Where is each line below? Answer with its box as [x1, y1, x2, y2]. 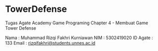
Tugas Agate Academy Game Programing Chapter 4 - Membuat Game [5, 20, 149, 26]
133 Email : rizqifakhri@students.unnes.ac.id [5, 40, 96, 46]
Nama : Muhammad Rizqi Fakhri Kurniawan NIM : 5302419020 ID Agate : [5, 35, 154, 41]
